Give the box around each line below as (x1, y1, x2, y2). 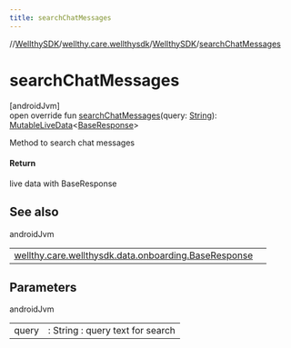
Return (9, 158, 36, 169)
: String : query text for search (47, 324, 176, 337)
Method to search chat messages (9, 137, 135, 148)
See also (9, 204, 59, 220)
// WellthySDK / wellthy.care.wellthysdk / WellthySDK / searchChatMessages (9, 38, 282, 49)
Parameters (9, 279, 77, 295)
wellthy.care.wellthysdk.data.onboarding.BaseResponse (14, 249, 254, 262)
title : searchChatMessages (9, 13, 112, 23)
